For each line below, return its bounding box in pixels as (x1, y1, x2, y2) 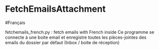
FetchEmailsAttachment (5, 3, 106, 15)
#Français (5, 20, 26, 25)
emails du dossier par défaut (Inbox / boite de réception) (5, 39, 120, 45)
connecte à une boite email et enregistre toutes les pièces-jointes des (5, 34, 147, 40)
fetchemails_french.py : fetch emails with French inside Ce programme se (5, 29, 155, 35)
